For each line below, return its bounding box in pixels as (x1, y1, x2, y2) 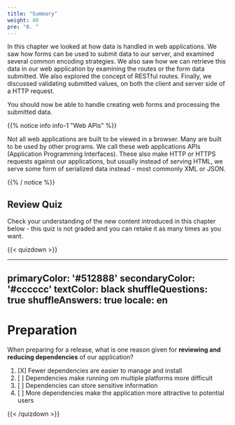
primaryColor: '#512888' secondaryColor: (7, 272, 196, 284)
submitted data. (7, 108, 52, 116)
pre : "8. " (7, 23, 39, 30)
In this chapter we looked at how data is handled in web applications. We (7, 43, 217, 51)
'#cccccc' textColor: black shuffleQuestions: (7, 283, 208, 295)
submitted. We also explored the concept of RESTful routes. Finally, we (7, 72, 212, 80)
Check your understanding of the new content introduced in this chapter (7, 217, 216, 226)
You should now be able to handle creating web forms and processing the (7, 101, 220, 109)
